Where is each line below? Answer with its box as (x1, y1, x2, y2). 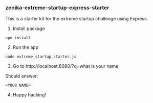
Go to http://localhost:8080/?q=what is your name (12, 63, 119, 69)
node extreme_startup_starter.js (5, 54, 77, 60)
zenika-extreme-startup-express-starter (5, 4, 110, 11)
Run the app (12, 44, 39, 50)
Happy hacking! (12, 92, 46, 98)
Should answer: (5, 73, 38, 79)
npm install (5, 35, 31, 41)
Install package (12, 25, 45, 32)
